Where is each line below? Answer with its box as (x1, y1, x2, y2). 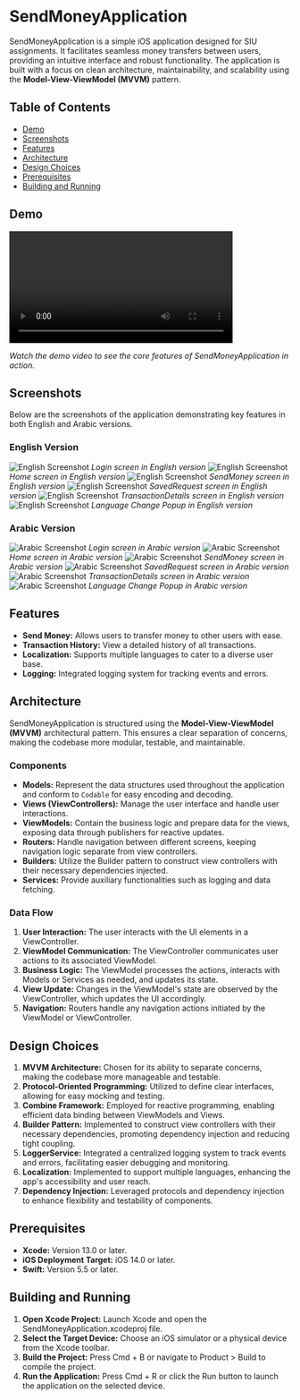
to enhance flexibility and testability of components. (21, 1195, 213, 1206)
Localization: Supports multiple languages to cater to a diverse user (21, 649, 274, 660)
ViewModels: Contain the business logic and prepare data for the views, (21, 817, 290, 828)
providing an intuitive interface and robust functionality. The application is (9, 55, 280, 65)
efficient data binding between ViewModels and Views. (21, 1110, 226, 1120)
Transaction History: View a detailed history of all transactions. (21, 639, 257, 650)
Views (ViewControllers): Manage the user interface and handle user (21, 798, 279, 809)
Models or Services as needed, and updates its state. (21, 974, 219, 986)
